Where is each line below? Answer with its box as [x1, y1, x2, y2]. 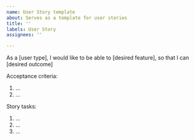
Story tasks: [6, 103, 37, 111]
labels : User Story [6, 26, 56, 33]
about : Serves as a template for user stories [6, 15, 128, 21]
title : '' [6, 20, 32, 26]
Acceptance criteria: [6, 72, 58, 80]
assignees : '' [6, 32, 43, 38]
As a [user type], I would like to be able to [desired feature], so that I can [6, 54, 189, 61]
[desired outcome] [6, 61, 53, 68]
